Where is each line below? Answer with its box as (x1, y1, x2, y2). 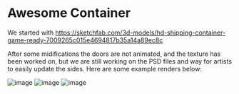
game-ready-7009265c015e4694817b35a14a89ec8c (7, 35, 163, 44)
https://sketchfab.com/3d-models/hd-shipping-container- (55, 28, 226, 37)
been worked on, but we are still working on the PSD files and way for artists (7, 57, 233, 65)
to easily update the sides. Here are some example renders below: (7, 64, 202, 73)
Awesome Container (7, 5, 131, 21)
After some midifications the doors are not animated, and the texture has (7, 49, 221, 58)
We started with (7, 28, 54, 37)
